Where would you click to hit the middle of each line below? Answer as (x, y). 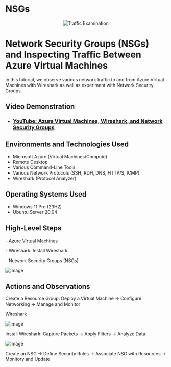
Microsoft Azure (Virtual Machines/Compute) (60, 156)
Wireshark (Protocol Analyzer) (44, 178)
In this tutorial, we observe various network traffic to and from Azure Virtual (85, 79)
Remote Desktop (30, 162)
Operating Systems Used (46, 194)
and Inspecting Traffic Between (74, 55)
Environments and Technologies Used (67, 144)
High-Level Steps (33, 228)
